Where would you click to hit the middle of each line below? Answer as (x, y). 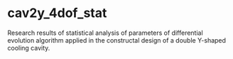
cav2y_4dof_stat (57, 13)
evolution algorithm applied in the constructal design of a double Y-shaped (116, 40)
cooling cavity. (29, 48)
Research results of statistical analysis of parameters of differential (105, 33)
